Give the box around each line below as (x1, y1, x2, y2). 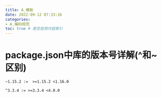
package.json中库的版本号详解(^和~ (5, 50, 157, 61)
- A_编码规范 (5, 21, 30, 27)
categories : (5, 17, 30, 22)
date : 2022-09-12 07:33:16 (5, 12, 62, 17)
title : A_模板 (5, 7, 34, 13)
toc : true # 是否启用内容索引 (5, 26, 63, 31)
